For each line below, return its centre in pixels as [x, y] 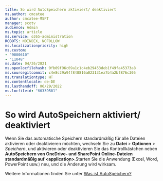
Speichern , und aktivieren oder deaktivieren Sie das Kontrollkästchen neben [81, 149]
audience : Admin [21, 28]
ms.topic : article [24, 32]
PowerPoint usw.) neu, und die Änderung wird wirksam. [61, 164]
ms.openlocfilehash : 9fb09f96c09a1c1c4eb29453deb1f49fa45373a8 [71, 68]
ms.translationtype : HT [29, 77]
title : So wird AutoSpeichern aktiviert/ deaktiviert [61, 9]
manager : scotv [20, 23]
